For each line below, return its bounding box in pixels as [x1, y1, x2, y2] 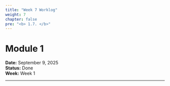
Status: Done [5, 65, 33, 71]
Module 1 [5, 43, 44, 54]
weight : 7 [5, 12, 26, 17]
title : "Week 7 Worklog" [5, 7, 58, 13]
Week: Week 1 [5, 70, 35, 76]
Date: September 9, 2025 [5, 60, 59, 66]
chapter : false [5, 17, 37, 22]
